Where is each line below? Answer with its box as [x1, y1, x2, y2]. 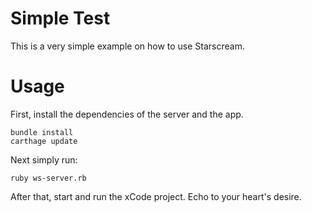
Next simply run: [10, 153, 78, 166]
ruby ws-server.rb [10, 173, 87, 183]
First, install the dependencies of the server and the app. [10, 108, 244, 120]
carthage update [10, 136, 78, 146]
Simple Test [10, 7, 111, 30]
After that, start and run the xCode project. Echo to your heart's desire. [10, 190, 302, 202]
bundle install [10, 127, 74, 137]
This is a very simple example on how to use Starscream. [10, 40, 245, 52]
